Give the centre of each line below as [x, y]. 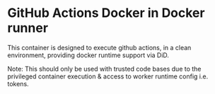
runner [28, 28]
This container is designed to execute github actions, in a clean [99, 47]
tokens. [18, 83]
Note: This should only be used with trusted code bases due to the [104, 69]
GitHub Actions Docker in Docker [106, 13]
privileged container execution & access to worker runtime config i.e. [108, 76]
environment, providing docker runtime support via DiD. [88, 55]
